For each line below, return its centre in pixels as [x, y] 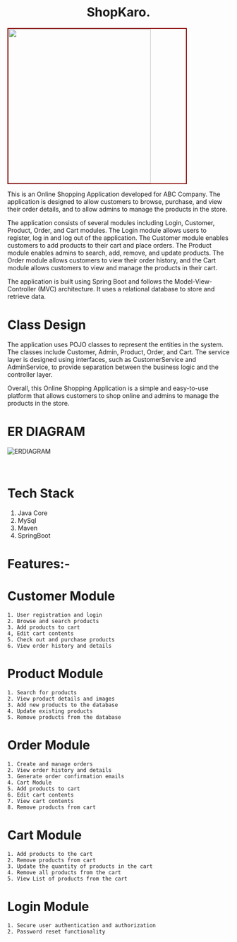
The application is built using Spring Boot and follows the [90, 281]
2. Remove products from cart [52, 860]
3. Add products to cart [44, 627]
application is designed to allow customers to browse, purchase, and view [115, 201]
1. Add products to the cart [50, 854]
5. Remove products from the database [64, 717]
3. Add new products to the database [63, 705]
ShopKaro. [119, 12]
